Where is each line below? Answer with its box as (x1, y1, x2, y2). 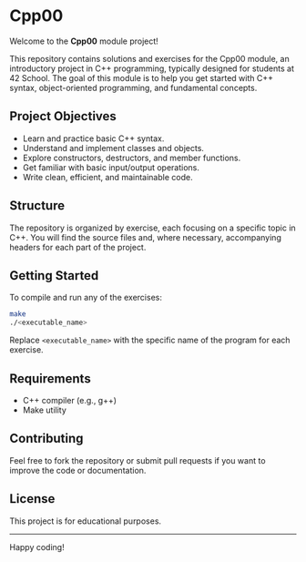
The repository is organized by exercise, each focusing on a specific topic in (9, 222, 296, 233)
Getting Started (9, 268, 99, 283)
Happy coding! (9, 541, 66, 552)
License (9, 491, 56, 506)
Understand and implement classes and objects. (22, 142, 205, 153)
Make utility (22, 404, 66, 415)
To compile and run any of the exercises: (9, 292, 162, 303)
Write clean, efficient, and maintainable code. (22, 171, 193, 182)
